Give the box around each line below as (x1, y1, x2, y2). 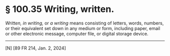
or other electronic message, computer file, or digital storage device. (5, 30, 149, 36)
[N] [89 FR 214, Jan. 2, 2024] (5, 45, 66, 51)
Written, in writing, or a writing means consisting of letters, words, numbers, (5, 20, 164, 26)
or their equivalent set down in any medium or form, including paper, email (5, 25, 160, 31)
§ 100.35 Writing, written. (5, 3, 114, 15)
